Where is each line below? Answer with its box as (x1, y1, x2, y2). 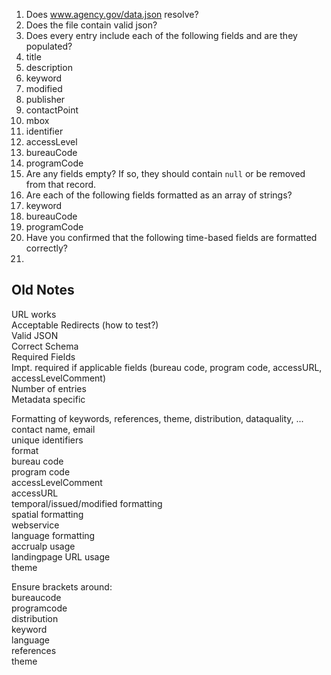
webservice (11, 519, 60, 531)
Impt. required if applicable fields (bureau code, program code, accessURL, (11, 361, 323, 373)
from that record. (25, 179, 97, 190)
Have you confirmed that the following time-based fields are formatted (25, 232, 318, 243)
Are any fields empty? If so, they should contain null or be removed (25, 168, 306, 179)
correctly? (25, 242, 68, 254)
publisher (25, 94, 66, 105)
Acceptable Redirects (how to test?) (11, 319, 159, 331)
